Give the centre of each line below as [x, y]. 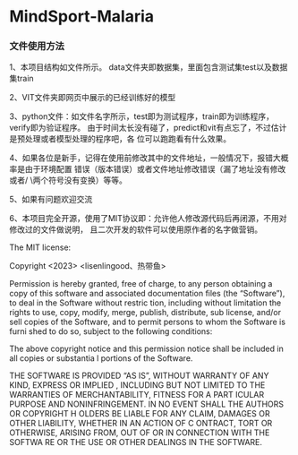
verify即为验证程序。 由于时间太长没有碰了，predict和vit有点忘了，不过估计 [148, 128]
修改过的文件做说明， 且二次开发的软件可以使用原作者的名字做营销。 [136, 229]
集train [21, 79]
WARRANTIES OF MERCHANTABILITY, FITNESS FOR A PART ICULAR [137, 395]
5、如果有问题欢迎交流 [51, 200]
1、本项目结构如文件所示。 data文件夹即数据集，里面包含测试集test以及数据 [149, 67]
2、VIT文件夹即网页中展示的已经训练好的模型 [93, 98]
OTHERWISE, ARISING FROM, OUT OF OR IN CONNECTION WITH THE [140, 433]
